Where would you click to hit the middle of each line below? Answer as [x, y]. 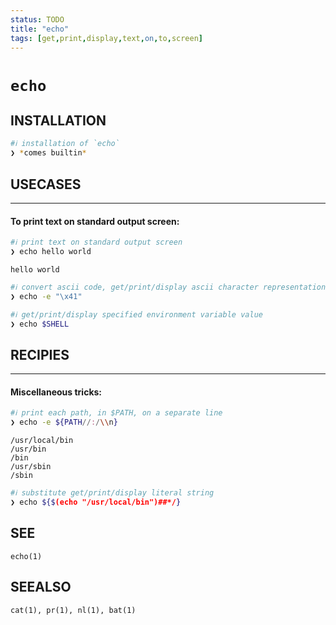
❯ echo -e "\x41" [46, 296]
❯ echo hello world [51, 252]
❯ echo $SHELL [40, 324]
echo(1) [26, 556]
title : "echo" [40, 29]
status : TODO [37, 19]
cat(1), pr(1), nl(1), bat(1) [73, 610]
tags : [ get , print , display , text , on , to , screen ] [107, 38]
